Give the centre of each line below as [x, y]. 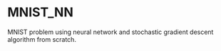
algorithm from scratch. [42, 39]
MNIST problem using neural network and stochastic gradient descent [110, 32]
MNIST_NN [40, 12]
